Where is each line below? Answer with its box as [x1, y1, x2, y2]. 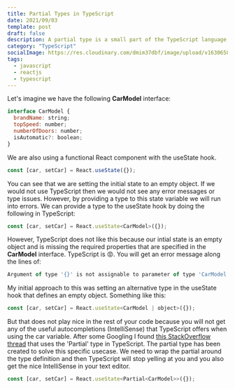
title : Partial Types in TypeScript [7, 10, 114, 17]
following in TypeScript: [7, 209, 76, 218]
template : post [7, 23, 52, 30]
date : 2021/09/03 [7, 17, 58, 24]
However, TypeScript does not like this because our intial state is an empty [7, 235, 222, 243]
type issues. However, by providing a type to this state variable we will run [7, 194, 222, 203]
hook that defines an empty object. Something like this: [7, 291, 166, 299]
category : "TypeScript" [7, 43, 77, 50]
